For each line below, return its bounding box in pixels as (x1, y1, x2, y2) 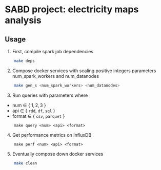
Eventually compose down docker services (12, 151, 104, 157)
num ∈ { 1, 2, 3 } (12, 102, 47, 108)
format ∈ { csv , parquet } (12, 113, 65, 119)
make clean (14, 160, 37, 166)
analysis (5, 14, 42, 26)
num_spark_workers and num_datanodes (12, 73, 99, 79)
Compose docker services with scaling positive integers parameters (12, 68, 156, 74)
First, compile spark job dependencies (12, 49, 93, 54)
